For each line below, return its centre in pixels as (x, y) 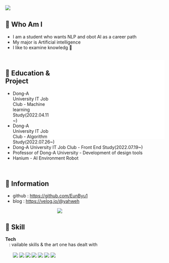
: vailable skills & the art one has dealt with (53, 245)
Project (17, 81)
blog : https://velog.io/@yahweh (46, 201)
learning (21, 109)
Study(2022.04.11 (31, 115)
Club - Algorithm (30, 136)
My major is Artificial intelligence (47, 42)
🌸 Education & (28, 73)
